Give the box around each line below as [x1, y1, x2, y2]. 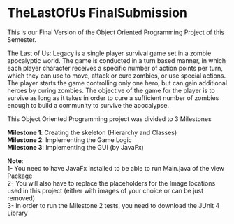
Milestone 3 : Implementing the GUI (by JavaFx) [7, 143, 145, 151]
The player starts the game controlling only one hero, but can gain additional [7, 78, 228, 87]
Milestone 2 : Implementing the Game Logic [7, 135, 133, 144]
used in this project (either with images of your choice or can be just [7, 186, 204, 195]
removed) [7, 194, 36, 202]
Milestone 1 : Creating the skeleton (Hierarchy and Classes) [7, 128, 177, 136]
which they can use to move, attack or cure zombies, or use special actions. [7, 71, 226, 80]
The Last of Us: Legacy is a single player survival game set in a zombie [7, 49, 212, 57]
